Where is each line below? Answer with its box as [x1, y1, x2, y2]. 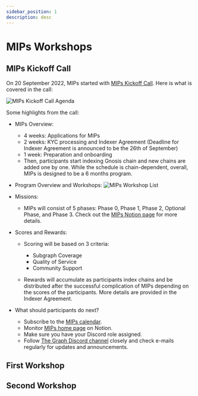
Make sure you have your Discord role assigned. [23, 330, 143, 338]
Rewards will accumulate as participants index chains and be [23, 276, 173, 283]
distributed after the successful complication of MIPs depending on [23, 282, 189, 289]
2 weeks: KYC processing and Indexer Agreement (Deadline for [23, 138, 180, 145]
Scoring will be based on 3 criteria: [23, 240, 109, 247]
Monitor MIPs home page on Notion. [23, 324, 113, 331]
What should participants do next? [14, 306, 99, 313]
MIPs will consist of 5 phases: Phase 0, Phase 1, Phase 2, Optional [23, 204, 186, 211]
